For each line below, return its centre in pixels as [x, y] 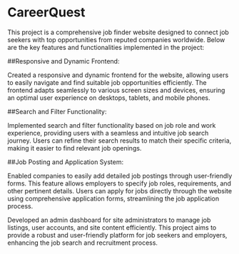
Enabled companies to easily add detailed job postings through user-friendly [120, 176]
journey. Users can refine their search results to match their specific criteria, [119, 141]
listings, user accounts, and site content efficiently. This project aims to [112, 227]
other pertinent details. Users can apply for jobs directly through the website [120, 190]
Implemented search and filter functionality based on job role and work [112, 125]
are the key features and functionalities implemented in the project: [106, 47]
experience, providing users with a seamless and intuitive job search [108, 133]
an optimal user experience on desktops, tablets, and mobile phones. [109, 98]
